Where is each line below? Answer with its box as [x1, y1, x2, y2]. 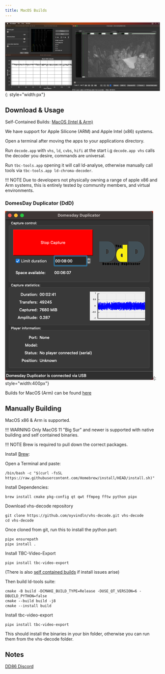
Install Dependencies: [5, 484, 49, 490]
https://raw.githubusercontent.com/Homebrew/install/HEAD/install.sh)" [5, 476, 155, 481]
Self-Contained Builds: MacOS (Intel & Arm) [5, 119, 93, 125]
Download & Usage [5, 106, 65, 114]
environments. [5, 187, 34, 194]
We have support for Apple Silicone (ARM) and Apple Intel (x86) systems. [5, 128, 154, 135]
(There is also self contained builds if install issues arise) [5, 569, 120, 575]
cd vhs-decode [5, 518, 34, 523]
